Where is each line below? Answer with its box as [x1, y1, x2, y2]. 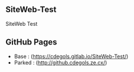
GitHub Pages [5, 37, 57, 47]
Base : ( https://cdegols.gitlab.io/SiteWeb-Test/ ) [14, 53, 129, 60]
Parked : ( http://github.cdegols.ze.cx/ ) [14, 59, 107, 66]
